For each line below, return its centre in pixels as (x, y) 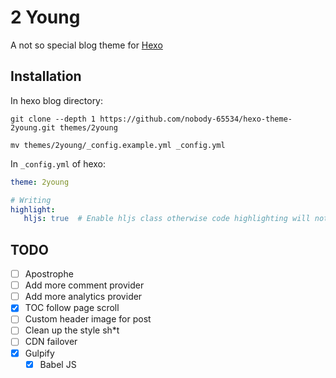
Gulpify (39, 353)
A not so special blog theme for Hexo (86, 45)
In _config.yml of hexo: (58, 163)
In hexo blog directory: (57, 100)
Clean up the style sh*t (72, 330)
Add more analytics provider (83, 297)
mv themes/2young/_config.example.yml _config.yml (118, 145)
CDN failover (51, 342)
